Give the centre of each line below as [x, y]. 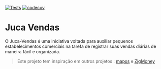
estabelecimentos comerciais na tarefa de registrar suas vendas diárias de [81, 46]
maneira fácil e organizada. [33, 51]
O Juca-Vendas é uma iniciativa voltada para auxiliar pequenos [69, 41]
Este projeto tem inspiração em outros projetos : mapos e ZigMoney [86, 61]
